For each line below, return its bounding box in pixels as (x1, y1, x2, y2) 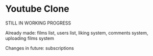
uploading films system (5, 35, 55, 41)
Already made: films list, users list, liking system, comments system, (5, 30, 148, 36)
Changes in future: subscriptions (5, 45, 74, 51)
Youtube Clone (5, 3, 70, 15)
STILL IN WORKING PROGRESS (5, 20, 71, 26)
